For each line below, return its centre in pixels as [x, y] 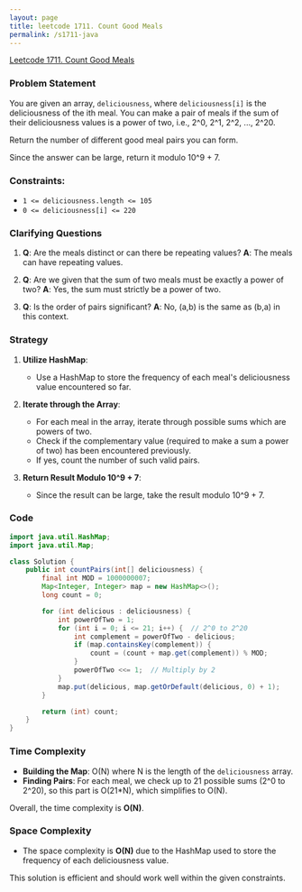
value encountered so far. [83, 386]
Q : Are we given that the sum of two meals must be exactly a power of [153, 280]
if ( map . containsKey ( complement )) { [142, 645]
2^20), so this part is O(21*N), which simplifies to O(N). [125, 790]
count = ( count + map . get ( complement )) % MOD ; [179, 653]
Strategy [29, 340]
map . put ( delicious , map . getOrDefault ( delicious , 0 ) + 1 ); [169, 686]
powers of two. [64, 431]
